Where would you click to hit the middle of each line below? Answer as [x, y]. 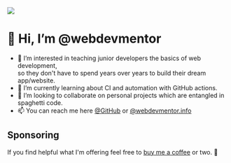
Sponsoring [33, 135]
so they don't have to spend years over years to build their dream [112, 73]
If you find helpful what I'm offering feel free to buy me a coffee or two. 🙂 [113, 152]
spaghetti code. [40, 102]
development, [37, 65]
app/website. [36, 80]
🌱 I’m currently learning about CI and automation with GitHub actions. [117, 87]
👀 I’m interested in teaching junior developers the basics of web [109, 58]
